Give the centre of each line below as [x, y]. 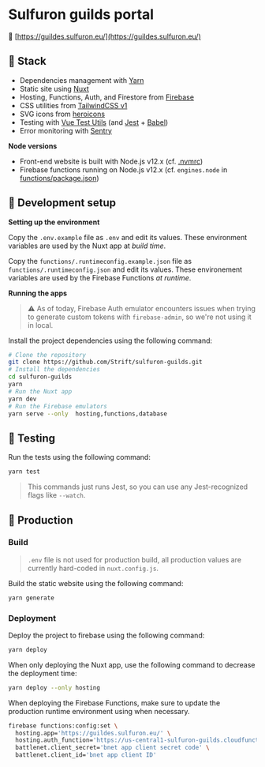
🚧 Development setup [62, 203]
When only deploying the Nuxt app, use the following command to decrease [132, 664]
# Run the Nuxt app [40, 391]
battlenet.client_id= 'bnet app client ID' [86, 755]
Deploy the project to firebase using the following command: [106, 635]
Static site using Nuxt [54, 88]
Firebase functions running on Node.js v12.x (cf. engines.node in [123, 169]
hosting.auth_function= [54, 740]
